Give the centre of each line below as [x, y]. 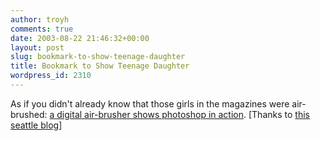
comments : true [42, 29]
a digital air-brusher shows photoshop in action [146, 114]
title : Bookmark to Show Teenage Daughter [100, 66]
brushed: [29, 114]
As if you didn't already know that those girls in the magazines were [150, 103]
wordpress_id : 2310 [51, 76]
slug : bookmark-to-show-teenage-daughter [98, 57]
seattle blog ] [36, 125]
